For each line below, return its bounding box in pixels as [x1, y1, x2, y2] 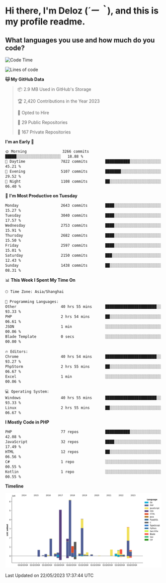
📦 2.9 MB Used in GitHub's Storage [17, 86, 91, 92]
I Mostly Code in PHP [5, 419, 50, 425]
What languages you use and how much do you [5, 36, 155, 44]
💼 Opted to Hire [17, 110, 50, 115]
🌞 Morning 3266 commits [5, 149, 89, 154]
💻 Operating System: [5, 389, 50, 394]
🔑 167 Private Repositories [17, 129, 71, 135]
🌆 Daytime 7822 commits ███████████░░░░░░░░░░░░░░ [5, 159, 162, 164]
